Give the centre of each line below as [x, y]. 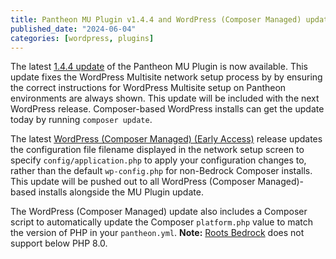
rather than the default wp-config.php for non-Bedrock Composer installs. [161, 171]
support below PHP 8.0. [59, 243]
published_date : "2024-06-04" [73, 29]
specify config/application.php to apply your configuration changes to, [158, 160]
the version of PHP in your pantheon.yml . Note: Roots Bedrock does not [157, 233]
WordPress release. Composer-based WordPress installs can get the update [167, 109]
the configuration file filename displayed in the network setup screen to [157, 150]
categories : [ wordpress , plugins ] [82, 38]
